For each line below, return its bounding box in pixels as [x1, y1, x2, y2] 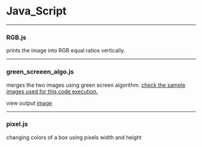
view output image [6, 99, 52, 107]
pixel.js [6, 120, 28, 128]
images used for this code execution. [6, 87, 98, 95]
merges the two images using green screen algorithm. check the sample [6, 81, 186, 89]
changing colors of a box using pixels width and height [6, 134, 142, 141]
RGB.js [6, 33, 26, 42]
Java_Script [6, 4, 67, 18]
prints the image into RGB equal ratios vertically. [6, 47, 125, 54]
